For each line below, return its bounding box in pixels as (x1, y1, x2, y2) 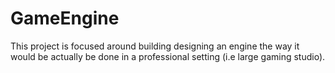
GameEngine (10, 7, 120, 30)
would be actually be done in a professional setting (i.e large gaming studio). (10, 50, 326, 62)
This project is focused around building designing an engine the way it (10, 40, 300, 52)
